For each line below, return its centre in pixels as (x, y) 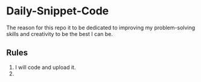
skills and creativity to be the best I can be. (60, 34)
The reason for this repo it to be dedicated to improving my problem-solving (101, 28)
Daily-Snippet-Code (58, 11)
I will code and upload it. (45, 67)
